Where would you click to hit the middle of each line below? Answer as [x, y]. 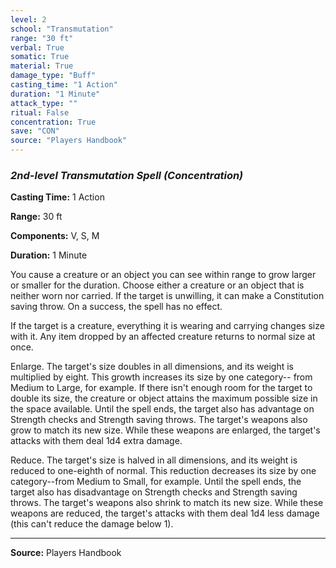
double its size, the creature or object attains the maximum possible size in [164, 398]
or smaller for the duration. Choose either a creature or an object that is [157, 285]
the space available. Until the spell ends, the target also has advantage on [162, 409]
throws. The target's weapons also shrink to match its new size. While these [167, 503]
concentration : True [53, 122]
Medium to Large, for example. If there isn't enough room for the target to [161, 388]
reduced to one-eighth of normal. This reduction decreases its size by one [163, 471]
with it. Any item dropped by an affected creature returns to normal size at [163, 337]
